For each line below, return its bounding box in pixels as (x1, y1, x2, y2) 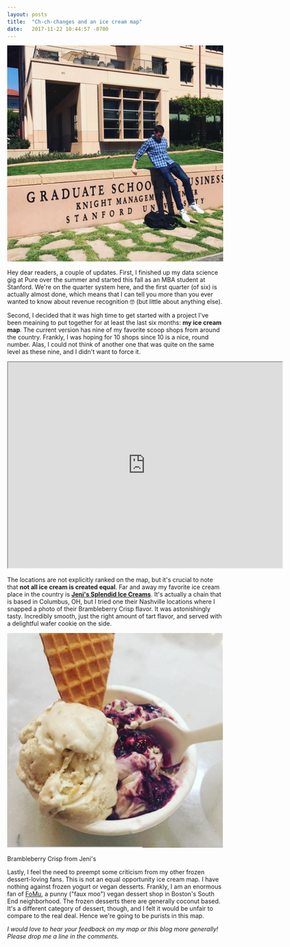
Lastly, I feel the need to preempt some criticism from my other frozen (7, 868, 205, 876)
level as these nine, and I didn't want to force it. (7, 348, 141, 356)
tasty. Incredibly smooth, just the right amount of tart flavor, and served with (7, 612, 222, 621)
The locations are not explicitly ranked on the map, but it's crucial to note (7, 576, 214, 584)
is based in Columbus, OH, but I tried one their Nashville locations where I (7, 597, 215, 606)
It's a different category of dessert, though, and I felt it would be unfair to (7, 904, 214, 913)
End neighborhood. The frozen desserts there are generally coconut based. (7, 897, 221, 905)
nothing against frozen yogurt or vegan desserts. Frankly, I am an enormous (7, 883, 221, 891)
